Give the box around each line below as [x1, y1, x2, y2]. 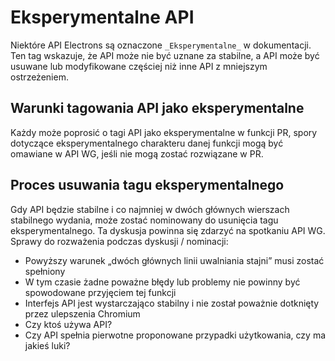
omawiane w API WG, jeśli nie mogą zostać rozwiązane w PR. [10, 147, 264, 160]
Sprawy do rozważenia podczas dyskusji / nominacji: [10, 235, 229, 247]
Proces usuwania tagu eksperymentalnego [10, 177, 285, 194]
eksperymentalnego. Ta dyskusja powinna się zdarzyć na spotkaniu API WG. [10, 224, 326, 236]
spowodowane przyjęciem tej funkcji [24, 286, 177, 298]
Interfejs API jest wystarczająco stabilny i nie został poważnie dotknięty [24, 297, 320, 309]
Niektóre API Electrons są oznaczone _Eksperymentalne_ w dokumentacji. [10, 39, 312, 51]
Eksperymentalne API [10, 6, 195, 29]
